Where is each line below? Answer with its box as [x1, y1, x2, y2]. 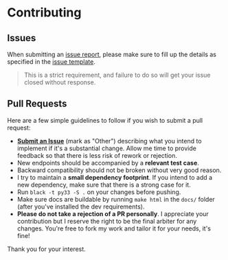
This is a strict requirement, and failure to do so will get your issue [23, 71, 211, 79]
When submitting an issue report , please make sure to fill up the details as [7, 50, 216, 58]
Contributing [7, 5, 82, 21]
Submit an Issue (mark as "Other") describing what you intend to [16, 137, 202, 145]
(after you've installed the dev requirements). [16, 202, 145, 211]
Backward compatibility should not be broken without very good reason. [16, 166, 222, 174]
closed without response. [23, 78, 96, 86]
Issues [7, 32, 36, 44]
